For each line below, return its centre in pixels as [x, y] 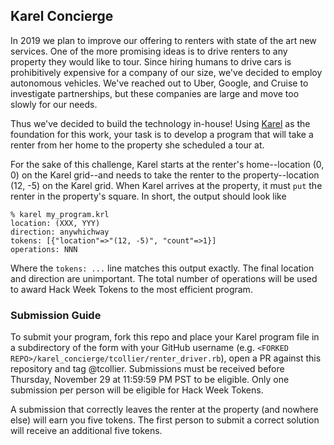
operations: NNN [44, 249]
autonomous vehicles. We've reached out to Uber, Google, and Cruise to [159, 83]
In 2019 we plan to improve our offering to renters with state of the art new [163, 40]
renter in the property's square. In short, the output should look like [148, 196]
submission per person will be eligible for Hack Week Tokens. [137, 390]
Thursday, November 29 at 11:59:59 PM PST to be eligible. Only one [150, 380]
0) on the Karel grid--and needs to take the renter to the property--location [165, 175]
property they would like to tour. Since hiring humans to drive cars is [151, 61]
